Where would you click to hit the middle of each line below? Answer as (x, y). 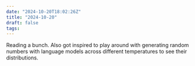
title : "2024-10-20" (32, 17)
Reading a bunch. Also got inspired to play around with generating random (97, 45)
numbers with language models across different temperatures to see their (97, 52)
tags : (13, 28)
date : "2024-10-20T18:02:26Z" (44, 12)
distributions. (22, 58)
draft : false (22, 23)
